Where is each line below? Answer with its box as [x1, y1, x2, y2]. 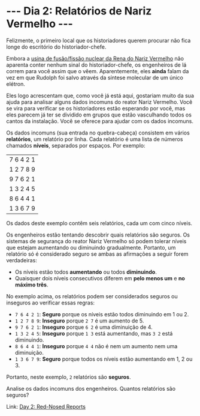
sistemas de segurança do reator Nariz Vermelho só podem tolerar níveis [6, 237, 187, 244]
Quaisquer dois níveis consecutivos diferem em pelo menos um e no [14, 274, 186, 282]
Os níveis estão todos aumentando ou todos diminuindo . [14, 268, 157, 276]
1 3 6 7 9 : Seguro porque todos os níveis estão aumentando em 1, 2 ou [14, 355, 193, 363]
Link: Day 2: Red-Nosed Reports [6, 403, 86, 410]
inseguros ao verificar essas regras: [6, 299, 95, 306]
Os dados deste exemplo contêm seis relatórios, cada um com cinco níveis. [6, 219, 193, 226]
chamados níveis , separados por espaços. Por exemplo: [6, 142, 146, 149]
